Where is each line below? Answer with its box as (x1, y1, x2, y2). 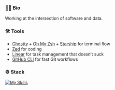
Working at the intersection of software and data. (5, 16, 103, 21)
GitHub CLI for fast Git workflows (12, 56, 78, 62)
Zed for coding (12, 46, 42, 52)
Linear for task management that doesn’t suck (12, 51, 104, 57)
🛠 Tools (5, 28, 25, 35)
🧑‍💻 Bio (5, 4, 21, 11)
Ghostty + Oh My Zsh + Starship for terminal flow (12, 41, 110, 47)
